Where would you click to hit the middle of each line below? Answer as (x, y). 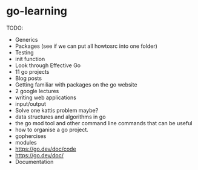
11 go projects (32, 71)
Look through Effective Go (48, 65)
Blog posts (28, 78)
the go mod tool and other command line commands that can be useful (104, 123)
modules (26, 142)
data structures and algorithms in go (60, 117)
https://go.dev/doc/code (46, 149)
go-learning (37, 11)
